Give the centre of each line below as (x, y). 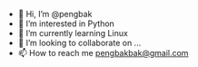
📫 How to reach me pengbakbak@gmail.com (103, 53)
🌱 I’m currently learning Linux (73, 33)
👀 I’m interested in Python (66, 24)
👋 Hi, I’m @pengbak (55, 14)
